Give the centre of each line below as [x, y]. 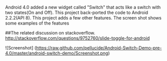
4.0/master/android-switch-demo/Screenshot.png [57, 53]
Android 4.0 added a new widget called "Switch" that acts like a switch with [83, 7]
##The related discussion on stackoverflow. [50, 33]
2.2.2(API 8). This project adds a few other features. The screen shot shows [83, 18]
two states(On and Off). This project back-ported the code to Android [77, 12]
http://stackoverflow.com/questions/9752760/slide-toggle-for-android [77, 38]
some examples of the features [37, 23]
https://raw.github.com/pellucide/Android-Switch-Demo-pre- [99, 48]
